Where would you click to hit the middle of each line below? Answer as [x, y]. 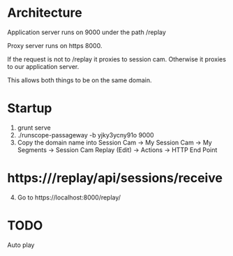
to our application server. [43, 66]
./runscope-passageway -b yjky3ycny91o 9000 [86, 135]
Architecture [45, 13]
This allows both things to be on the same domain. [80, 80]
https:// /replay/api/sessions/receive [115, 178]
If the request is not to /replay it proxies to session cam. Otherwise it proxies [117, 59]
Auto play [21, 245]
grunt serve [34, 128]
